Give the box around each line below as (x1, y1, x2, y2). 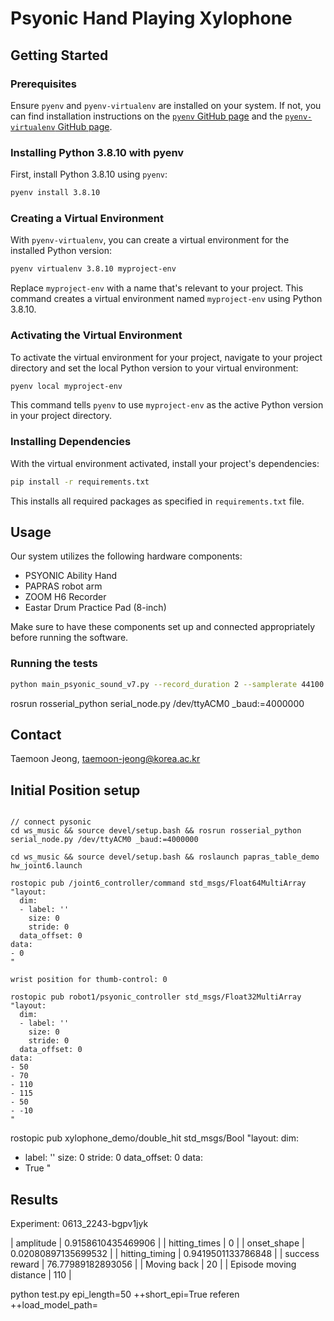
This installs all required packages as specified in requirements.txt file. (10, 495, 305, 507)
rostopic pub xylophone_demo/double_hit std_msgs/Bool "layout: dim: (10, 1132, 300, 1144)
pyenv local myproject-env (10, 381, 123, 391)
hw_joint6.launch (10, 861, 83, 871)
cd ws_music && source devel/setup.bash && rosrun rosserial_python (10, 826, 302, 836)
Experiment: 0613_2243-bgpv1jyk (10, 1217, 149, 1229)
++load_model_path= (10, 1298, 99, 1311)
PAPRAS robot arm (24, 580, 103, 592)
